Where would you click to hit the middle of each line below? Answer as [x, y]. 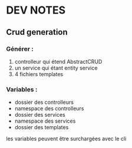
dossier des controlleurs [44, 102]
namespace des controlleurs [49, 108]
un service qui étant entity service [56, 68]
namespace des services [45, 121]
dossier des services [40, 115]
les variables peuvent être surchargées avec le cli [66, 139]
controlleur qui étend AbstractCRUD [58, 61]
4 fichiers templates [39, 74]
